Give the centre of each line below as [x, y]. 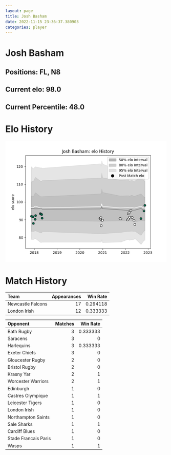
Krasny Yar [19, 374]
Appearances [67, 296]
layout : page [19, 11]
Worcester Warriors [28, 381]
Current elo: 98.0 [33, 90]
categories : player [26, 27]
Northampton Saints [29, 417]
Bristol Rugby [22, 367]
